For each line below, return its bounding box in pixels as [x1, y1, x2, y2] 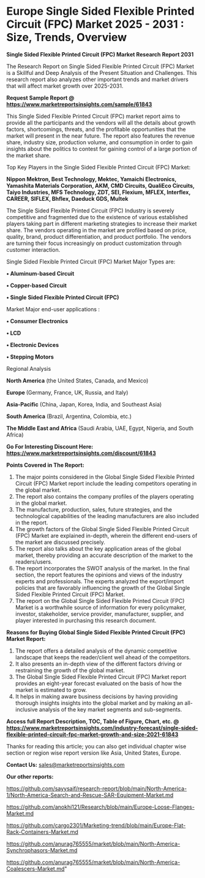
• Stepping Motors [6, 353, 54, 360]
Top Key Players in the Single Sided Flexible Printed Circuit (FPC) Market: [6, 163, 191, 171]
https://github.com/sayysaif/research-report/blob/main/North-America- [6, 785, 187, 792]
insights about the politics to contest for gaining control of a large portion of [6, 145, 198, 152]
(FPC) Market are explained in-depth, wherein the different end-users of [15, 532, 198, 539]
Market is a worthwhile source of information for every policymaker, [15, 604, 187, 611]
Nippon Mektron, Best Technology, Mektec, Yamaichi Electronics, [6, 175, 177, 182]
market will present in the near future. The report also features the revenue [6, 132, 195, 139]
